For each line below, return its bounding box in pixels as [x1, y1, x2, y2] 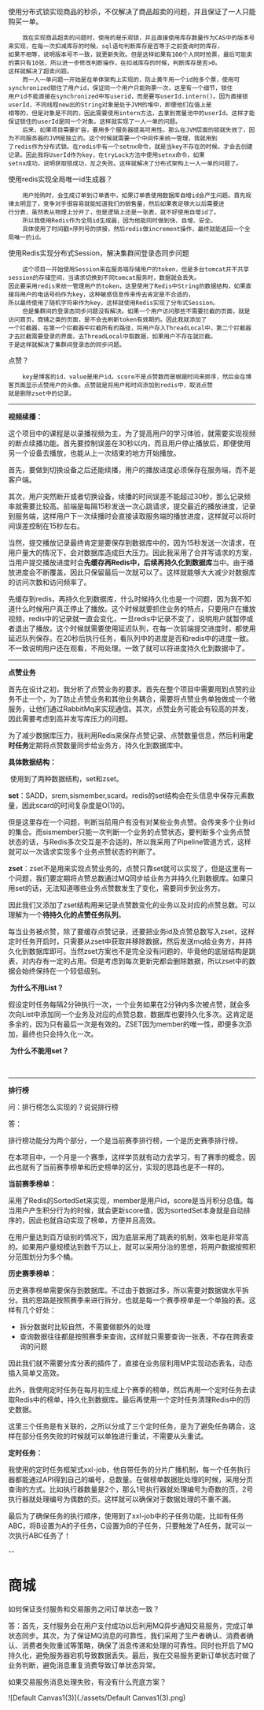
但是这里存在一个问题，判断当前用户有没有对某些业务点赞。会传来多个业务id [8, 818, 255, 826]
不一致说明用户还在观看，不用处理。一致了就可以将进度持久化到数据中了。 [8, 643, 249, 653]
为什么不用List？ [9, 983, 64, 992]
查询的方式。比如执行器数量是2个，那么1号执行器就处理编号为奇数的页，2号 [8, 1485, 254, 1494]
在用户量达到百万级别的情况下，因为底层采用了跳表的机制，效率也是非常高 [8, 1232, 249, 1242]
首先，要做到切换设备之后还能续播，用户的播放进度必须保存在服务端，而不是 [8, 465, 256, 475]
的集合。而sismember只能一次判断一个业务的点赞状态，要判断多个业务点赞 [8, 827, 251, 836]
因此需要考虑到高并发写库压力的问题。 [8, 714, 132, 723]
